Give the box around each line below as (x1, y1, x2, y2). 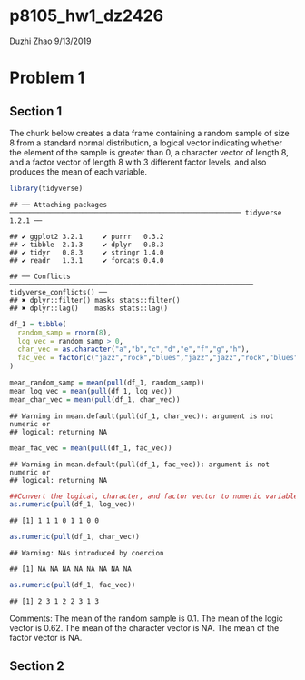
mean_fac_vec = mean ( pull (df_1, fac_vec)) (9, 443, 172, 453)
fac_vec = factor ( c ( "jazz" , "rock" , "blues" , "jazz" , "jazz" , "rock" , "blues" (17, 354, 299, 363)
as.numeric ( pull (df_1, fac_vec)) (9, 581, 136, 590)
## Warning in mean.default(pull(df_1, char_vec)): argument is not (9, 411, 274, 421)
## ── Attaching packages (9, 200, 107, 209)
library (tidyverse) (9, 184, 84, 193)
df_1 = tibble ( (9, 319, 67, 328)
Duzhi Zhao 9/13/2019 (9, 35, 92, 46)
